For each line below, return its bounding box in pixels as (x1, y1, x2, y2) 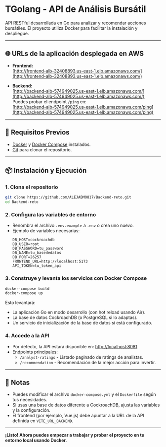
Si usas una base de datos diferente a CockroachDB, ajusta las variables (12, 402, 160, 408)
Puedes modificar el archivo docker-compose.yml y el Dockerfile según (12, 391, 156, 397)
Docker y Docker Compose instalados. (12, 141, 91, 147)
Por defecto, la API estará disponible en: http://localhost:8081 (12, 343, 137, 349)
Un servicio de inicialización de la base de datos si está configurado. (12, 320, 152, 326)
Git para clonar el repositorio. (12, 146, 72, 152)
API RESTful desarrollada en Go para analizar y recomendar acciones (5, 20, 146, 26)
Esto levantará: (5, 300, 36, 306)
